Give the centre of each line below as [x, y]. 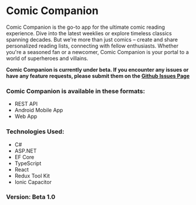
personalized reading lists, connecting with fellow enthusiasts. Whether [92, 46]
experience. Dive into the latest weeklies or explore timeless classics [89, 33]
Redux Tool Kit [32, 176]
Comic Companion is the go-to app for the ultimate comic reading [86, 27]
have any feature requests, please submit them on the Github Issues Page [98, 76]
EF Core [24, 157]
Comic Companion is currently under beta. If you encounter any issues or [97, 69]
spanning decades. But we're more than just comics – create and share [92, 39]
